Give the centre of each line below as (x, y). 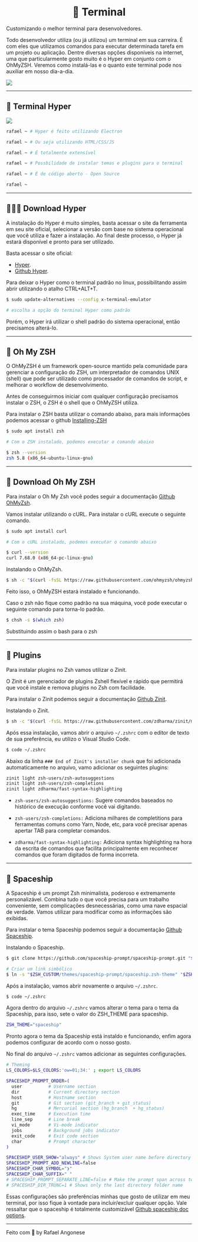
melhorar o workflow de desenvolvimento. (57, 385)
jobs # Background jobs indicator (65, 1130)
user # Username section (54, 1086)
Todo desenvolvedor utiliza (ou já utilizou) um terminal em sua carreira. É (95, 40)
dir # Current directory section (65, 1092)
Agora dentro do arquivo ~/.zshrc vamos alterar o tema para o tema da (92, 1008)
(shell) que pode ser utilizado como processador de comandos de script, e (97, 379)
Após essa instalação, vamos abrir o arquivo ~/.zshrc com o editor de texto (98, 732)
